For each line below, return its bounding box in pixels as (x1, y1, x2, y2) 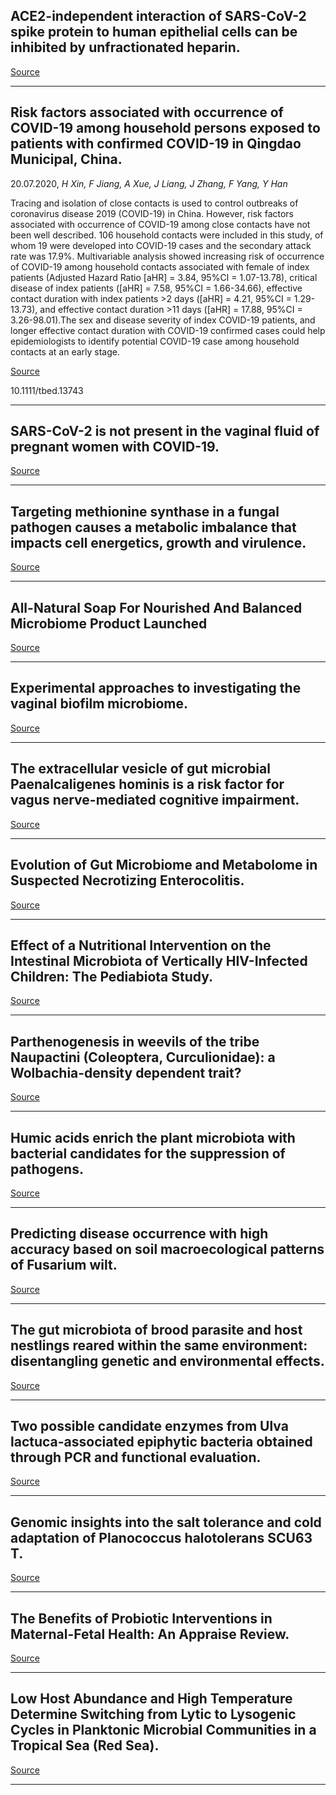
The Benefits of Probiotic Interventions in (10, 1610, 273, 1627)
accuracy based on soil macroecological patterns (10, 1241, 325, 1258)
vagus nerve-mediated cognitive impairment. (10, 792, 300, 809)
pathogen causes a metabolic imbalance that (10, 519, 297, 536)
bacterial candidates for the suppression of (10, 1145, 286, 1162)
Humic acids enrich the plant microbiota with (10, 1129, 296, 1146)
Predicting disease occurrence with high (10, 1225, 269, 1243)
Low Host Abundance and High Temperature (10, 1690, 293, 1708)
